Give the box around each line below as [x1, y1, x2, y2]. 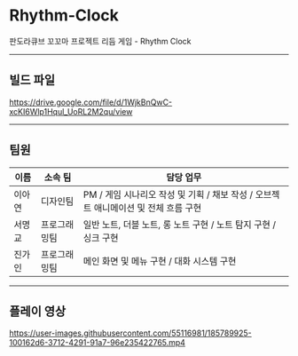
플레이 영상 [9, 304, 67, 319]
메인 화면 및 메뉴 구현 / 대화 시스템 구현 [82, 255, 237, 267]
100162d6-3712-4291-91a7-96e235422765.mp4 [9, 337, 186, 348]
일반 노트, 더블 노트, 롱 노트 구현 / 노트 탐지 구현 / [82, 218, 277, 231]
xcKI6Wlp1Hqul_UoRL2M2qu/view [9, 106, 133, 116]
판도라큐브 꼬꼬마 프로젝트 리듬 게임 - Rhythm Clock [9, 36, 192, 46]
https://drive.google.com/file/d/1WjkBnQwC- [9, 97, 173, 107]
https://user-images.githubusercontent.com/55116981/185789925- [9, 328, 253, 338]
